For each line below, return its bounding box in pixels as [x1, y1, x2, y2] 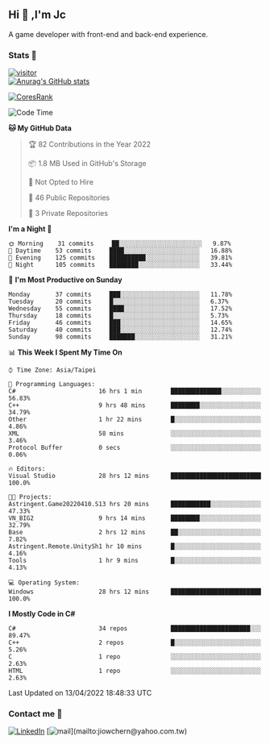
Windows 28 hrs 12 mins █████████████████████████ [8, 588, 262, 596]
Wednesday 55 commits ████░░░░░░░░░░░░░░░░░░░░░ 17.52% [8, 305, 232, 313]
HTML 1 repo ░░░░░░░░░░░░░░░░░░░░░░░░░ [8, 667, 262, 675]
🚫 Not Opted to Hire [27, 177, 94, 187]
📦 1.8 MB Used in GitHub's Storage [27, 159, 147, 168]
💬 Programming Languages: [8, 380, 95, 389]
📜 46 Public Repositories [27, 193, 110, 202]
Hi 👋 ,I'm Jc [8, 8, 66, 22]
